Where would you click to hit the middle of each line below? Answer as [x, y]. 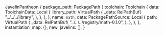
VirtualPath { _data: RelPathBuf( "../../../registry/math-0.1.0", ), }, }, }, [73, 22]
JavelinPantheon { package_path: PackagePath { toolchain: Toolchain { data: [82, 7]
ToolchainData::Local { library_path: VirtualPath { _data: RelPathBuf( [73, 12]
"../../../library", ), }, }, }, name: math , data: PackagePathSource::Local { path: [81, 17]
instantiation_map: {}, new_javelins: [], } [45, 27]
